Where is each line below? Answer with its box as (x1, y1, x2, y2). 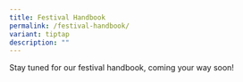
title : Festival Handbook (9, 12, 105, 22)
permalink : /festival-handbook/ (9, 21, 130, 30)
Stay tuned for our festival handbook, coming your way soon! (9, 62, 235, 73)
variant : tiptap (9, 29, 70, 38)
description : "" (9, 37, 70, 47)
